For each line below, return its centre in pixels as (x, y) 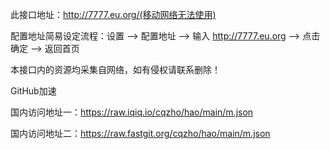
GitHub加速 (33, 91)
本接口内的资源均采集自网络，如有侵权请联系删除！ (115, 69)
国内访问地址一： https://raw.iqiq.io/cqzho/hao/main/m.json (132, 112)
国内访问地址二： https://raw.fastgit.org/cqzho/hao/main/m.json (140, 133)
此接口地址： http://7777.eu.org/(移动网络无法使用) (113, 14)
